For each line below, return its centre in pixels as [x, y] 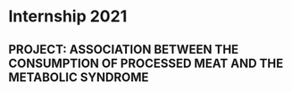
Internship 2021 [68, 17]
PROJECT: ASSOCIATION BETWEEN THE [124, 50]
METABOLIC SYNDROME [79, 77]
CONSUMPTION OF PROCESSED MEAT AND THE [146, 63]
